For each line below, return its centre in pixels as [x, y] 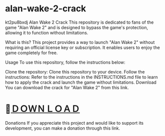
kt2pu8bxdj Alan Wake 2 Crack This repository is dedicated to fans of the [80, 22]
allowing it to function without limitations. [47, 33]
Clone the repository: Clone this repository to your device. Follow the [75, 71]
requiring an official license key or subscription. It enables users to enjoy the [82, 47]
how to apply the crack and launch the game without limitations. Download [81, 82]
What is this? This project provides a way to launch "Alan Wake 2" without [80, 42]
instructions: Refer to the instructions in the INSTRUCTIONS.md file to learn [82, 77]
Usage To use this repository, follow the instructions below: [65, 62]
